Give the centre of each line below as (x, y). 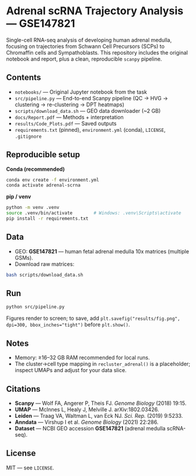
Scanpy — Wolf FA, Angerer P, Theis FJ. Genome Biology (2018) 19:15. (100, 403)
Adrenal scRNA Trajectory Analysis (95, 11)
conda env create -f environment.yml (53, 180)
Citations (23, 389)
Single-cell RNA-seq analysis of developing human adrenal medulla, (89, 40)
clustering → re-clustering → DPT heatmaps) (69, 104)
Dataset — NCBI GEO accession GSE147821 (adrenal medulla (90, 428)
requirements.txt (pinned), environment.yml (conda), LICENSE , (90, 129)
